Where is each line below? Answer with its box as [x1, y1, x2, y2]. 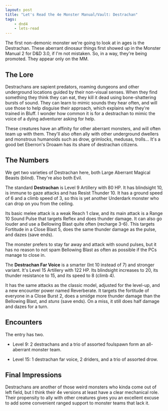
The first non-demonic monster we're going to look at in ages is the [5, 40, 144, 46]
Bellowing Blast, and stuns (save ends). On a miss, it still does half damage [5, 298, 159, 304]
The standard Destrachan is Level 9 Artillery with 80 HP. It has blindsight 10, [5, 184, 163, 190]
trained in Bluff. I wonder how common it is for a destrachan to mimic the [5, 110, 155, 116]
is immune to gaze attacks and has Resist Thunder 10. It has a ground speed [5, 189, 163, 196]
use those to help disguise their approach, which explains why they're [5, 105, 150, 111]
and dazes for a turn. [5, 303, 49, 310]
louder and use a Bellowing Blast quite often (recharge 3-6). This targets [5, 221, 155, 227]
